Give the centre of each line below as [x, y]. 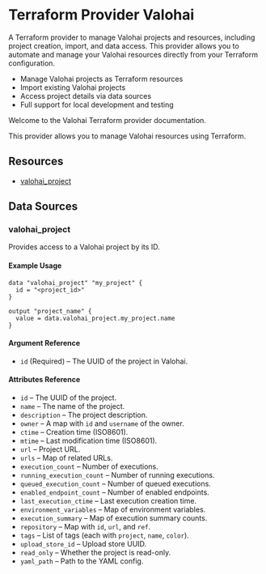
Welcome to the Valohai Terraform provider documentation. [107, 120]
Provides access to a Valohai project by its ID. [84, 247]
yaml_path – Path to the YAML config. [82, 561]
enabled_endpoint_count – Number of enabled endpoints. [115, 492]
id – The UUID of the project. [68, 398]
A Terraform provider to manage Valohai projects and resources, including [132, 37]
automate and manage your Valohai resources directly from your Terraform [133, 54]
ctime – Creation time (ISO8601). [74, 432]
